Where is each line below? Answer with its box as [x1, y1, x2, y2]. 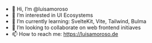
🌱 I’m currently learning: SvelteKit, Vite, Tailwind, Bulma [11, 18, 147, 24]
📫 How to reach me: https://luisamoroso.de [11, 31, 118, 37]
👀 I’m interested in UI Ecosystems [11, 12, 93, 19]
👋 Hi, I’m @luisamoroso [11, 6, 68, 12]
